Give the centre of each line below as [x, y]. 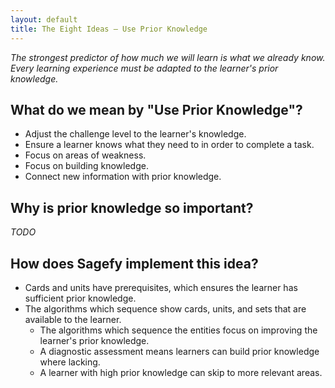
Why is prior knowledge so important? [132, 207]
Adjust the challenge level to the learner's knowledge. [135, 134]
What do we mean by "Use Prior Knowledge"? [156, 109]
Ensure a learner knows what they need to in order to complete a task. [169, 145]
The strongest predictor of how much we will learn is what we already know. [168, 57]
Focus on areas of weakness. [85, 155]
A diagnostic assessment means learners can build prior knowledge [179, 351]
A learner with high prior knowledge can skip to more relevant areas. [181, 372]
